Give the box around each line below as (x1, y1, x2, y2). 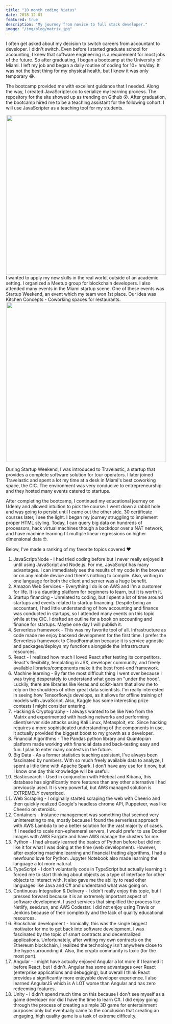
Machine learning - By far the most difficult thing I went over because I (13, 670, 162, 677)
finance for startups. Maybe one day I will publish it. (13, 621, 122, 627)
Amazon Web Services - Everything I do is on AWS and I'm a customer (13, 583, 162, 590)
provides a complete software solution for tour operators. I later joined (6, 472, 154, 478)
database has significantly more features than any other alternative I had (13, 779, 166, 786)
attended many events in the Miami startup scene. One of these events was (6, 286, 165, 292)
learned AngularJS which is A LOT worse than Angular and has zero (13, 981, 156, 987)
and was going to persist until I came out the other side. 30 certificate (6, 509, 153, 515)
